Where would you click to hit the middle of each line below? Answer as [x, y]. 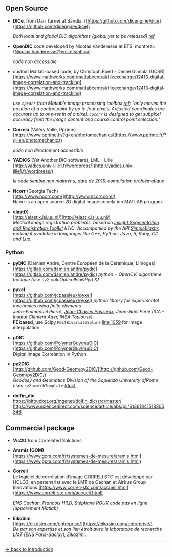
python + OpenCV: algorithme [130, 274]
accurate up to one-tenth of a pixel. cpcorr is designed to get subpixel [87, 114]
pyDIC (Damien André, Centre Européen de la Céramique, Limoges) [84, 263]
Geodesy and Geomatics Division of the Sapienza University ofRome [85, 380]
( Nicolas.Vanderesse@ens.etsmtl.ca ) [52, 51]
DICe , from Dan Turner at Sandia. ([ [50, 20]
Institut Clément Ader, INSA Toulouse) [53, 317]
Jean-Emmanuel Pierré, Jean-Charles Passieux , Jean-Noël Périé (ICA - [89, 312]
